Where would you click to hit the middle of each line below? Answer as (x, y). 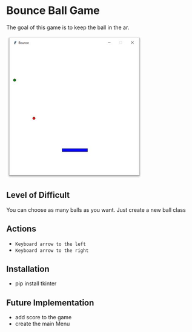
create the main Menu (42, 324)
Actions (21, 229)
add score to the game (43, 317)
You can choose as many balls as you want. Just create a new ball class (96, 209)
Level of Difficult (38, 195)
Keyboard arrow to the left (50, 244)
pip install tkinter (36, 283)
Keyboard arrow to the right (52, 250)
